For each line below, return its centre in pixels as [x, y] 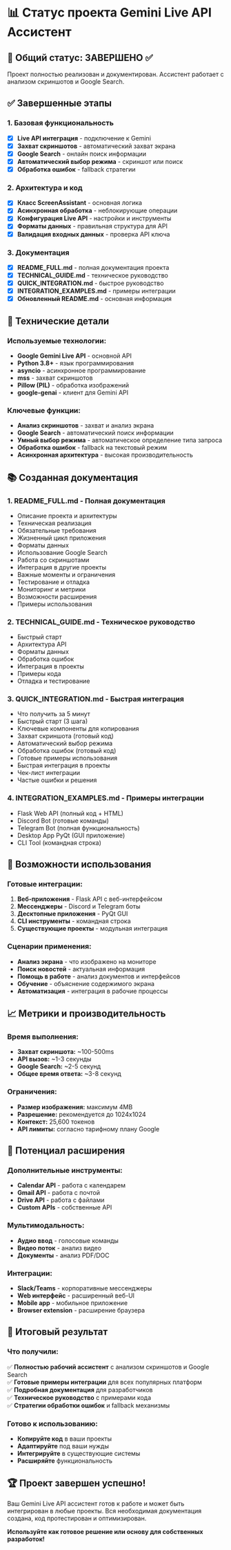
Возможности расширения [57, 596]
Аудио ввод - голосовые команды [68, 1240]
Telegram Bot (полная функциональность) [78, 828]
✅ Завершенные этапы [60, 103]
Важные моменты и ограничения [66, 574]
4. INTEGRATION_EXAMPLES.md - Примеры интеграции [106, 798]
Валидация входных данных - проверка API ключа [93, 234]
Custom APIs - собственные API [64, 1207]
